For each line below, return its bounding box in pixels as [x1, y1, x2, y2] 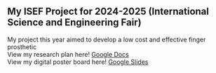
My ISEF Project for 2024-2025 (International [7, 6, 209, 18]
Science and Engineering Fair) [7, 17, 142, 29]
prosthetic [7, 42, 37, 51]
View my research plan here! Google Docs [7, 50, 130, 58]
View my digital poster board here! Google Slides [7, 58, 149, 66]
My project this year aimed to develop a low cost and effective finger [7, 35, 206, 44]
